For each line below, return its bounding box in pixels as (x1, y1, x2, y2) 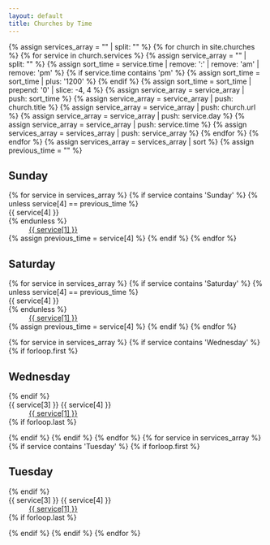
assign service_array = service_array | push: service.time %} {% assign (8, 119, 247, 129)
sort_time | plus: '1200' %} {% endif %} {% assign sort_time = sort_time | (8, 76, 251, 86)
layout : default (8, 11, 63, 20)
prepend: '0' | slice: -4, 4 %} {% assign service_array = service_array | (8, 84, 245, 94)
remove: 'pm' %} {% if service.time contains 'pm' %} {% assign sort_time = (8, 67, 261, 77)
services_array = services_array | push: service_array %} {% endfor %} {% (8, 128, 259, 138)
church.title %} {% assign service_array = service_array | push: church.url (8, 102, 256, 112)
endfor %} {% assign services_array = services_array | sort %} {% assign (8, 136, 254, 146)
